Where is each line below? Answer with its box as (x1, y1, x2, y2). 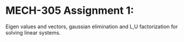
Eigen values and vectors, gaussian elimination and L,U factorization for (5, 23, 178, 30)
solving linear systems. (5, 29, 61, 36)
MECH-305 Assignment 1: (5, 4, 134, 17)
